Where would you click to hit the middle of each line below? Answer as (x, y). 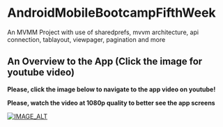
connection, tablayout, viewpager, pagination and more (86, 39)
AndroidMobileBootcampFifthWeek (111, 13)
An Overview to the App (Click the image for (105, 62)
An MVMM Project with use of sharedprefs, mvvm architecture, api (103, 32)
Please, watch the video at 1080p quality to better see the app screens (111, 103)
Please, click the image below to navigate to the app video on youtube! (111, 89)
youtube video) (41, 72)
